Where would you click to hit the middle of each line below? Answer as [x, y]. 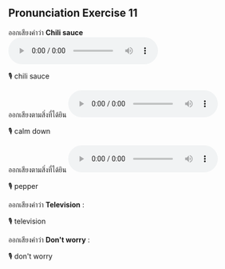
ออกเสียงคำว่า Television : [47, 204]
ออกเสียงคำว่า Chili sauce [46, 32]
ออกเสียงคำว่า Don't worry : [49, 239]
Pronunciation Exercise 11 [73, 13]
